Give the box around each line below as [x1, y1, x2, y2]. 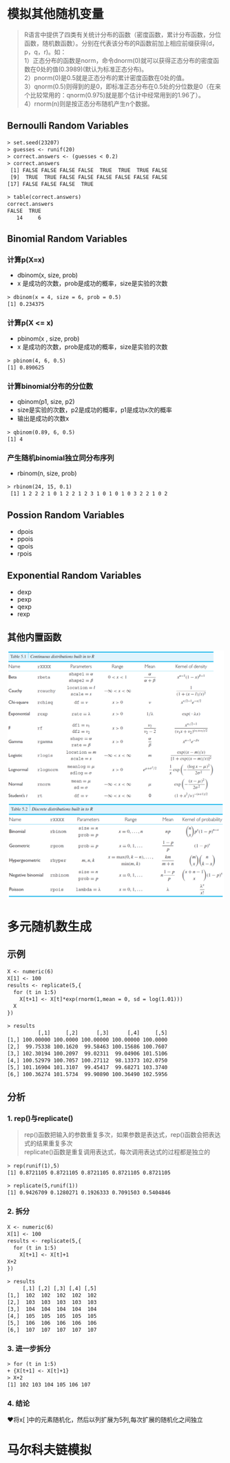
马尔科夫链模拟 [7, 1442, 92, 1458]
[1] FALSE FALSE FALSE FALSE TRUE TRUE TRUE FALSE [10, 166, 168, 173]
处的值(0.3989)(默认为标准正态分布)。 [40, 65, 148, 73]
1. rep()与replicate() [7, 1113, 74, 1123]
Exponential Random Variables [7, 569, 142, 581]
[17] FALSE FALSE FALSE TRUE [7, 180, 94, 187]
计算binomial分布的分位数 [7, 381, 94, 391]
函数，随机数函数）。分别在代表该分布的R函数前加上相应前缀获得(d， [23, 39, 218, 47]
